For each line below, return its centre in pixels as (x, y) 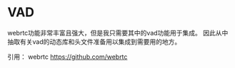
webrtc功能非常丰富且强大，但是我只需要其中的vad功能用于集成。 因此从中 (118, 33)
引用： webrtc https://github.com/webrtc (67, 57)
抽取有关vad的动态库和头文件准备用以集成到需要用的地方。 (94, 41)
